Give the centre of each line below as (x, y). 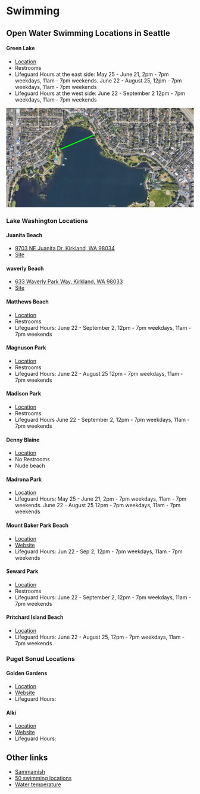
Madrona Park (24, 479)
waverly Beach (25, 268)
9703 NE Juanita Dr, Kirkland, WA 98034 (65, 249)
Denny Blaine (23, 440)
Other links (27, 757)
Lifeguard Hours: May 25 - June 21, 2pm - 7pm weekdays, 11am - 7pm (101, 499)
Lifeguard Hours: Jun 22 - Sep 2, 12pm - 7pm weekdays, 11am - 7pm (99, 551)
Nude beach (30, 466)
